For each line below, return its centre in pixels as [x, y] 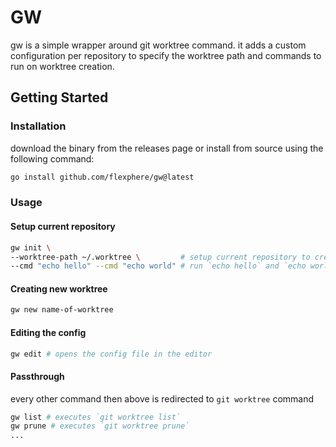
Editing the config [48, 332]
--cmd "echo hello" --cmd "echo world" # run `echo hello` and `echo [158, 266]
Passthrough [37, 376]
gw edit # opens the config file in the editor [111, 354]
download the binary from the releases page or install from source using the [167, 148]
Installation [38, 126]
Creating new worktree [59, 288]
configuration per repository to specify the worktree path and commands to [166, 55]
